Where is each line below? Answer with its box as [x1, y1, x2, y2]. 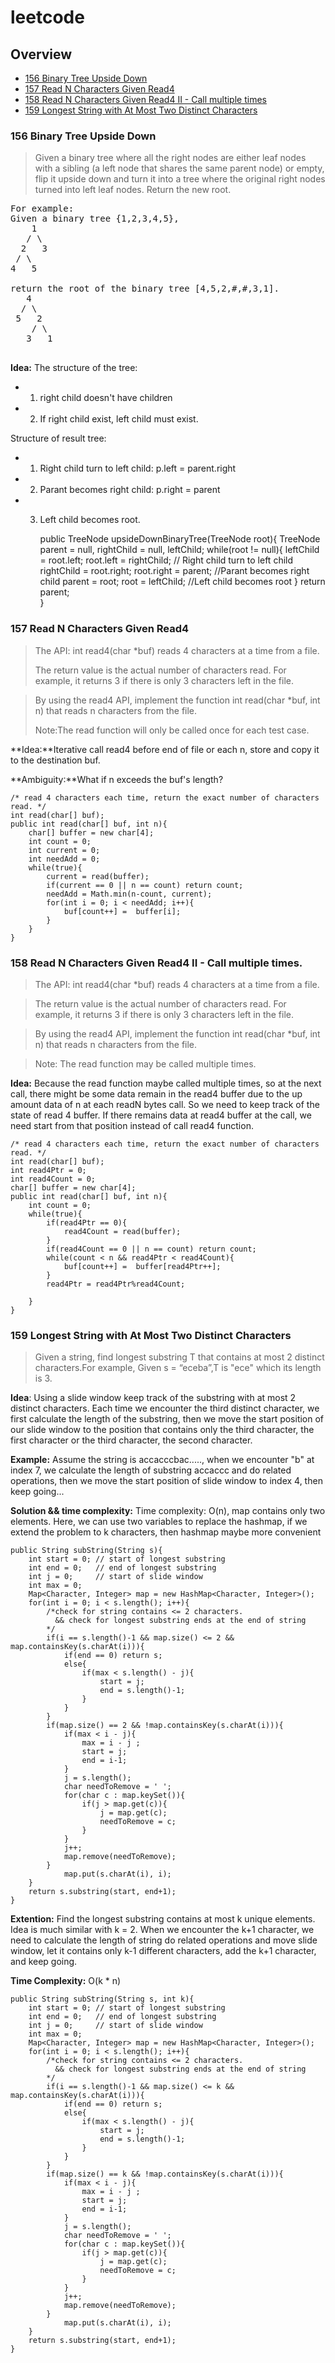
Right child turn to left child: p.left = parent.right [39, 462, 237, 475]
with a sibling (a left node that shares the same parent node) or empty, [34, 162, 325, 175]
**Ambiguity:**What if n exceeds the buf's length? [10, 773, 224, 785]
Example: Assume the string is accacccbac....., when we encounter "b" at [10, 1454, 315, 1466]
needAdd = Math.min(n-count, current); [46, 889, 213, 899]
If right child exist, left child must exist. [39, 413, 199, 425]
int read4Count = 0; [10, 1174, 97, 1184]
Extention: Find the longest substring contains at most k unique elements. [10, 1913, 316, 1925]
